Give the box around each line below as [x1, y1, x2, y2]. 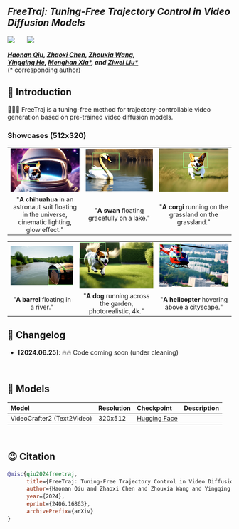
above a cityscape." [164, 303, 223, 312]
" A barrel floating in [13, 295, 71, 304]
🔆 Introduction [7, 86, 73, 98]
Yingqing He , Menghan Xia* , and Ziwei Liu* [7, 58, 139, 66]
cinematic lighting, [18, 217, 73, 226]
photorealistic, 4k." [88, 306, 144, 315]
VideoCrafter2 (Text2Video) [10, 414, 92, 423]
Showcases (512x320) [7, 130, 87, 140]
